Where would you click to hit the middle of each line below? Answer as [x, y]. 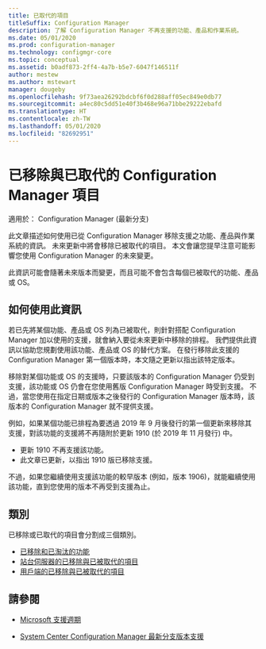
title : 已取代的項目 [39, 15]
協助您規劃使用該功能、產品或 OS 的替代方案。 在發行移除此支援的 [131, 350]
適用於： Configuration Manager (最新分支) [79, 218]
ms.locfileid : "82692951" [51, 133]
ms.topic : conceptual [44, 60]
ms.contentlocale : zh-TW [49, 119]
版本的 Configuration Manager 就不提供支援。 [83, 406]
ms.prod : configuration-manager [62, 45]
